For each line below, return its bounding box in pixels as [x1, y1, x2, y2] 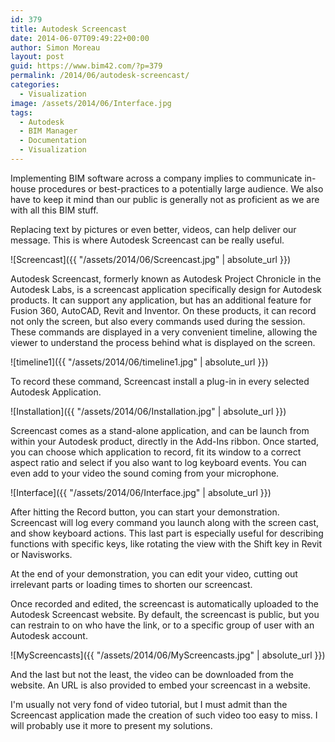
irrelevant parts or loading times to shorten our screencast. [10, 578, 253, 590]
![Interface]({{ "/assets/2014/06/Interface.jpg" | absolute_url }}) [10, 486, 272, 498]
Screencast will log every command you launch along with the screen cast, [10, 516, 320, 528]
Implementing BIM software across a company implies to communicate [10, 172, 303, 184]
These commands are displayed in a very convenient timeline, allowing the [10, 326, 318, 338]
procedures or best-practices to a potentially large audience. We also [38, 182, 324, 195]
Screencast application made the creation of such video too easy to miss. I [10, 709, 318, 721]
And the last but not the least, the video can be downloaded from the [10, 668, 295, 680]
